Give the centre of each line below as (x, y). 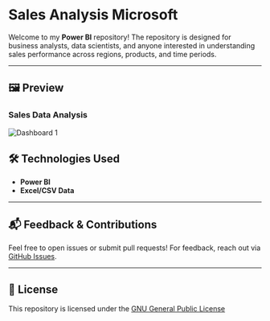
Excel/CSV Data (47, 191)
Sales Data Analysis (48, 115)
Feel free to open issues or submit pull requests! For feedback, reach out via (135, 248)
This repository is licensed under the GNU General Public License (117, 309)
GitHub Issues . (33, 257)
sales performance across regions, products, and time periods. (112, 54)
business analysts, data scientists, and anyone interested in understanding (132, 45)
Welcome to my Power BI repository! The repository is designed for (120, 37)
